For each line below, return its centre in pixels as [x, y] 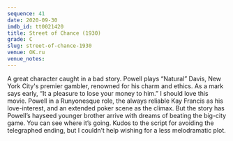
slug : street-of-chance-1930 [50, 46]
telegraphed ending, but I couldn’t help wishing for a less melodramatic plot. [117, 130]
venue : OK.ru [26, 53]
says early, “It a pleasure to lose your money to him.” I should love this [108, 93]
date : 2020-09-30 [32, 20]
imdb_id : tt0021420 [36, 26]
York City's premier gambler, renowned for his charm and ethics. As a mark [115, 86]
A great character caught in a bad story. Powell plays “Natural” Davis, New [114, 78]
